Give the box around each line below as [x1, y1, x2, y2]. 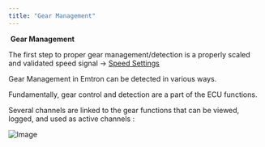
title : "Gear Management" [8, 11, 96, 20]
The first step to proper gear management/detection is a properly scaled [8, 49, 251, 59]
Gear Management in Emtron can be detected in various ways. [8, 73, 217, 83]
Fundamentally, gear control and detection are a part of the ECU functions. [8, 90, 258, 99]
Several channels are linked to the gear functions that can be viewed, [8, 105, 240, 115]
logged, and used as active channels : [8, 114, 135, 124]
